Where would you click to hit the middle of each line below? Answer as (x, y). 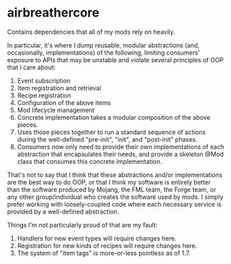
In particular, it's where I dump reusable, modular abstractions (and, (103, 45)
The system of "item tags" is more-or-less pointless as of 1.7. (104, 253)
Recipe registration (44, 95)
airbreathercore (53, 13)
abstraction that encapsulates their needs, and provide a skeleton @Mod (120, 154)
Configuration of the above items (64, 102)
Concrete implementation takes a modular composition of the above (113, 117)
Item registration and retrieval (59, 88)
